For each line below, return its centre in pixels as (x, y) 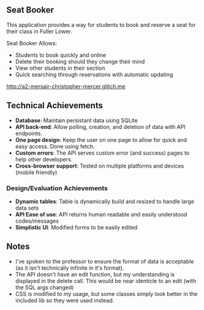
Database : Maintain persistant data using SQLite (76, 120)
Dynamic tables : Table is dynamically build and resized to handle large (105, 201)
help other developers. (44, 159)
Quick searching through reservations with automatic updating (94, 74)
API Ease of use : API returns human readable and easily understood (101, 214)
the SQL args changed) (44, 287)
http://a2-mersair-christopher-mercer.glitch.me (66, 86)
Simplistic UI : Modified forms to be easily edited (76, 227)
